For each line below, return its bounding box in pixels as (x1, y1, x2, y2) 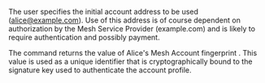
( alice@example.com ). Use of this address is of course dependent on (8, 15, 241, 25)
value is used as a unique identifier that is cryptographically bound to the (8, 56, 253, 66)
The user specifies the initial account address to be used (8, 7, 199, 16)
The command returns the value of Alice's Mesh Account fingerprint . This (8, 48, 258, 57)
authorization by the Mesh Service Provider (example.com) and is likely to (8, 24, 256, 33)
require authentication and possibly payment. (8, 32, 160, 42)
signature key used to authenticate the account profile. (8, 65, 193, 75)
